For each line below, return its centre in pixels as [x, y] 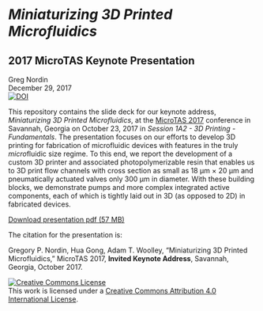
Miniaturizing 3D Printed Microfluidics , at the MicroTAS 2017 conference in [130, 120]
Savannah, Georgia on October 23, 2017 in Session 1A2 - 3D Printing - [122, 129]
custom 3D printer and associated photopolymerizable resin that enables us [131, 162]
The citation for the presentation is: [65, 235]
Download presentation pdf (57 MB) [66, 220]
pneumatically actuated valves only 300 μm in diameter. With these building [131, 179]
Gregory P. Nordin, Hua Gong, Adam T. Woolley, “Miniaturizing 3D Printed [128, 250]
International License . [43, 299]
